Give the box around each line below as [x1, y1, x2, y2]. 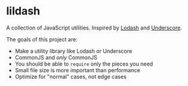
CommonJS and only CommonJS [14, 54, 97, 61]
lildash [6, 4, 40, 18]
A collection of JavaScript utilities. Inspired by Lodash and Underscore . [6, 24, 182, 31]
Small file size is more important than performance [14, 66, 141, 73]
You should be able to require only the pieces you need [14, 60, 153, 67]
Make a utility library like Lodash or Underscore [14, 47, 132, 55]
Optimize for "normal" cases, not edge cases [14, 73, 127, 80]
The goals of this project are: [6, 35, 78, 43]
